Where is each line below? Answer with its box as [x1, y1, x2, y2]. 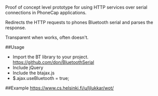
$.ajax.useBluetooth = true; [12, 75, 70, 81]
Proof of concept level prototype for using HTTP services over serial [5, 5, 147, 10]
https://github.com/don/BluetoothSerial [12, 59, 94, 65]
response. [5, 25, 26, 31]
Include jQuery [12, 65, 44, 70]
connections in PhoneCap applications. [5, 10, 87, 16]
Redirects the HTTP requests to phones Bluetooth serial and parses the [5, 20, 153, 25]
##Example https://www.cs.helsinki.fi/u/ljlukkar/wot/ [5, 85, 114, 91]
